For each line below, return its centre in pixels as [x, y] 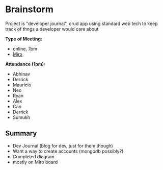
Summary [21, 133]
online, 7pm [25, 48]
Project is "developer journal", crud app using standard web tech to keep [81, 23]
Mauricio [22, 85]
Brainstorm [29, 9]
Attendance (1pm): [25, 64]
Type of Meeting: [24, 39]
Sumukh [21, 117]
